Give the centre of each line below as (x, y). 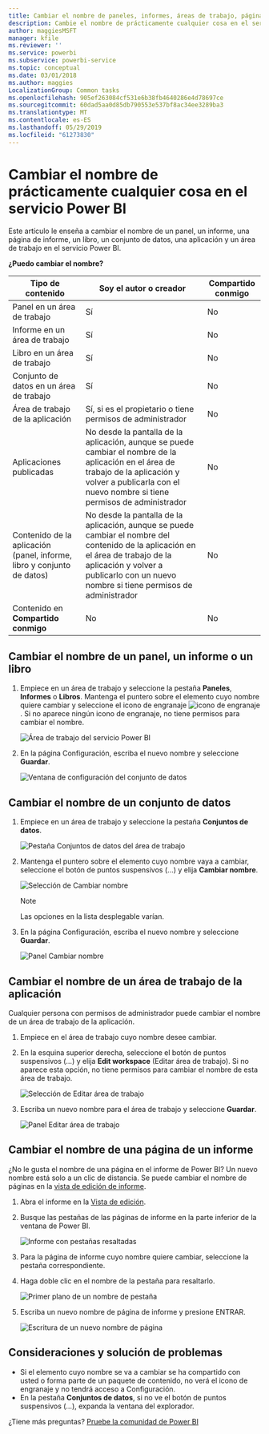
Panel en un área (44, 307)
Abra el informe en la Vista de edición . (83, 1202)
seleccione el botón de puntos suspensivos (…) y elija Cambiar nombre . (139, 870)
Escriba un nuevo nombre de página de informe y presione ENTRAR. (132, 1311)
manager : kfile (34, 38)
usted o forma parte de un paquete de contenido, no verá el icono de (134, 1380)
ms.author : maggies (41, 83)
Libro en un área (43, 352)
